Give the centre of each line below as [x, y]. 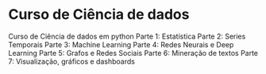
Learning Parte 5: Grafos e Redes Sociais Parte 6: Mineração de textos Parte [133, 53]
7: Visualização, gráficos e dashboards [71, 61]
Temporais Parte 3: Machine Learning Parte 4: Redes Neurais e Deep [121, 44]
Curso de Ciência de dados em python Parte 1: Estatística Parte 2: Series [127, 36]
